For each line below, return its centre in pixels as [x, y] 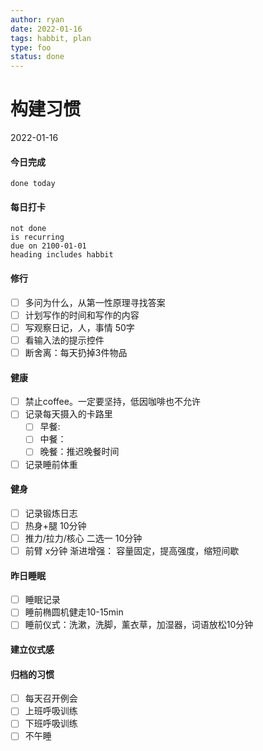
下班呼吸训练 [51, 723]
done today [33, 184]
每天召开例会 [51, 698]
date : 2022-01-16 [46, 29]
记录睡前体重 [51, 464]
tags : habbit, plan [51, 38]
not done [28, 229]
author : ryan [37, 19]
